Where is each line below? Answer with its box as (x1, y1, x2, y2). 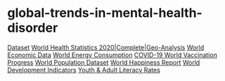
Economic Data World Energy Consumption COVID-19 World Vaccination (7, 51, 218, 59)
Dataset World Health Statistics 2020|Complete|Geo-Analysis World (7, 43, 205, 51)
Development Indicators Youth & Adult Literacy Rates (7, 66, 160, 74)
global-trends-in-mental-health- (7, 5, 202, 21)
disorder (7, 20, 58, 36)
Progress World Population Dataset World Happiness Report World (7, 58, 200, 66)
